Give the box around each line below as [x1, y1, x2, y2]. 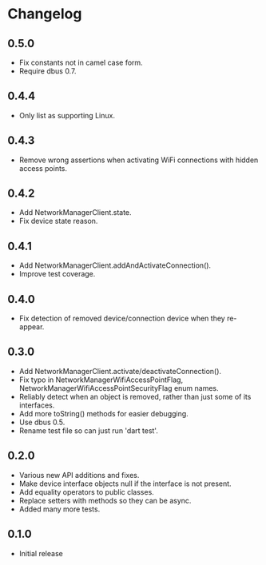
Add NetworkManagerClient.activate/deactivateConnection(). [18, 366, 221, 376]
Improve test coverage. [18, 269, 96, 279]
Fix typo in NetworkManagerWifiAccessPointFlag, [18, 375, 184, 384]
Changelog [7, 5, 82, 23]
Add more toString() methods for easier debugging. [18, 408, 189, 418]
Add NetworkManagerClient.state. [18, 208, 133, 217]
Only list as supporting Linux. [18, 110, 115, 120]
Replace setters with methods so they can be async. [18, 495, 192, 505]
